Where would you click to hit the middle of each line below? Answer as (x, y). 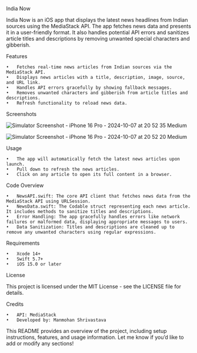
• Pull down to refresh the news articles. (63, 169)
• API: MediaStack (31, 315)
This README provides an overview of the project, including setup (86, 331)
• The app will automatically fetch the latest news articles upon (93, 159)
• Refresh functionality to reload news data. (67, 103)
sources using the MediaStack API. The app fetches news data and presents (98, 26)
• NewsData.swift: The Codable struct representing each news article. (98, 207)
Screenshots (21, 114)
